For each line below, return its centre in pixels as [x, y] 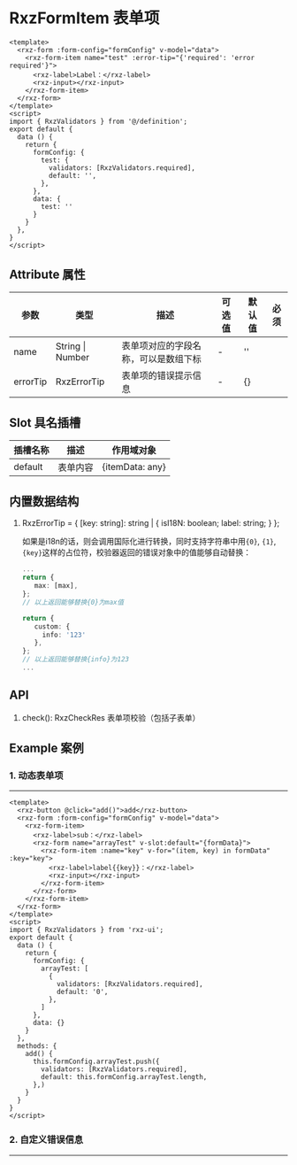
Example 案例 [46, 748]
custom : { [52, 626]
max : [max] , [56, 586]
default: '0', [82, 992]
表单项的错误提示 [157, 375]
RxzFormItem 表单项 [84, 18]
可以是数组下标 [170, 359]
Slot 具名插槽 [45, 423]
